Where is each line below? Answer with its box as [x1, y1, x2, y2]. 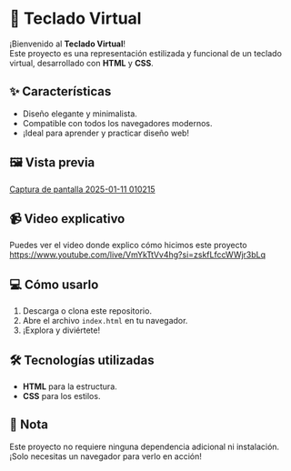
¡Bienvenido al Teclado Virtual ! [9, 38, 125, 49]
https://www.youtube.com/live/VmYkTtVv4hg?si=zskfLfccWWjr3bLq [9, 249, 266, 260]
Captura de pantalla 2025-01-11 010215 [9, 184, 156, 195]
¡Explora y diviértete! [22, 325, 101, 336]
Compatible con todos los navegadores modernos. [22, 117, 213, 128]
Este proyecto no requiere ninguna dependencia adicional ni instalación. [9, 441, 280, 452]
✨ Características [9, 84, 112, 99]
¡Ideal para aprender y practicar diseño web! [22, 127, 189, 138]
